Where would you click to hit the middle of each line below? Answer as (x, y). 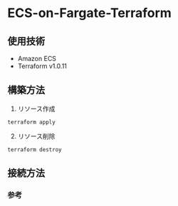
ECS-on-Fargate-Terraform (90, 13)
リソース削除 (36, 136)
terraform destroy (35, 150)
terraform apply (31, 122)
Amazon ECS (37, 59)
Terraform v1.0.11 (42, 66)
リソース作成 (36, 109)
